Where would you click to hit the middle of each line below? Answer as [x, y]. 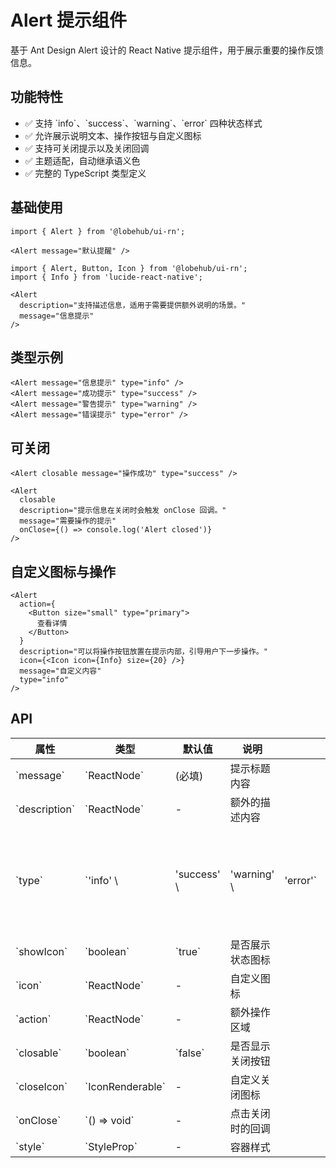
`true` [188, 951]
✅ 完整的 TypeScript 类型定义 [85, 173]
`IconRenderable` [125, 1086]
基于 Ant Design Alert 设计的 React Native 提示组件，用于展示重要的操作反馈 [167, 50]
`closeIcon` [41, 1086]
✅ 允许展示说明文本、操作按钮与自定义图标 [113, 135]
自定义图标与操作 [63, 571]
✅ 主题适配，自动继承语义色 [82, 160]
